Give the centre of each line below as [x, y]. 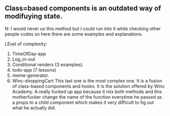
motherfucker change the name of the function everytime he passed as [87, 97]
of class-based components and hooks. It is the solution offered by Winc [88, 86]
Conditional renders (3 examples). [48, 64]
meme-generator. [31, 75]
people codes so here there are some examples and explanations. [74, 34]
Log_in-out [23, 59]
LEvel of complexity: [26, 44]
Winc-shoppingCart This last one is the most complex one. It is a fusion [87, 80]
